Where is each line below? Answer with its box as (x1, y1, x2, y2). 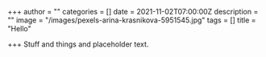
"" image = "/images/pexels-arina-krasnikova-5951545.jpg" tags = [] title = (7, 15, 256, 25)
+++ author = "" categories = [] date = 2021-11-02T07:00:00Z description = (7, 7, 259, 16)
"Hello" (7, 24, 31, 33)
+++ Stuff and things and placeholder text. (7, 39, 149, 49)
